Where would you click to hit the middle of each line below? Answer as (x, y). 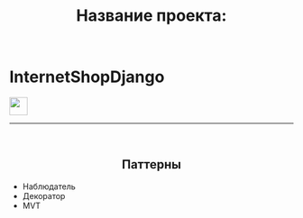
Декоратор (44, 195)
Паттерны (151, 164)
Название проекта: (151, 16)
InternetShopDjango (87, 77)
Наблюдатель (49, 186)
